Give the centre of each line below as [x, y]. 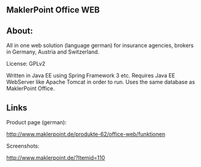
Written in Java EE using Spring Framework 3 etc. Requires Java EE [91, 76]
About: [20, 31]
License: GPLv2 [26, 64]
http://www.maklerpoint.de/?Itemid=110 [56, 158]
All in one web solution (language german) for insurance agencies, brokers [100, 46]
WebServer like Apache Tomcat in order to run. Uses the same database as [101, 82]
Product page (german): [37, 123]
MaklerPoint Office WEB [53, 10]
